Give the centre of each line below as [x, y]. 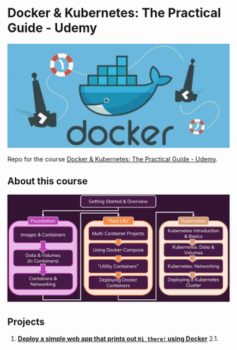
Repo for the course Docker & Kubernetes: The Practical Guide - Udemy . [113, 159]
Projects [26, 321]
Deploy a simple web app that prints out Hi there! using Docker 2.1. [118, 339]
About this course [48, 181]
